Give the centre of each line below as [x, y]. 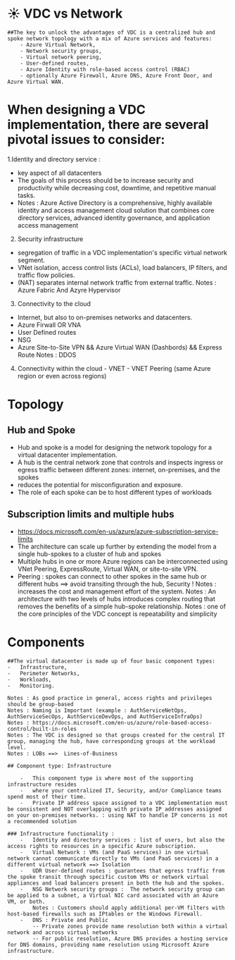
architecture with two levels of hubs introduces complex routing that [116, 598]
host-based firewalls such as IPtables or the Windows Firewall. [105, 914]
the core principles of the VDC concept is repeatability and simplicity [117, 614]
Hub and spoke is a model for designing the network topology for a [115, 447]
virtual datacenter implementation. [67, 455]
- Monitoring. [31, 686]
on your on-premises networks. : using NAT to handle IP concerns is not [118, 815]
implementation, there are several [108, 125]
